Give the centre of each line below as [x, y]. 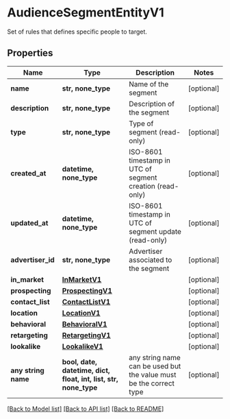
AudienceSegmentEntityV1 [86, 13]
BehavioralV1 [85, 324]
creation [142, 186]
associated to [151, 260]
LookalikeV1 [83, 346]
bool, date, [80, 361]
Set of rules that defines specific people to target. [77, 32]
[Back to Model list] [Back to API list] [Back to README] [86, 409]
